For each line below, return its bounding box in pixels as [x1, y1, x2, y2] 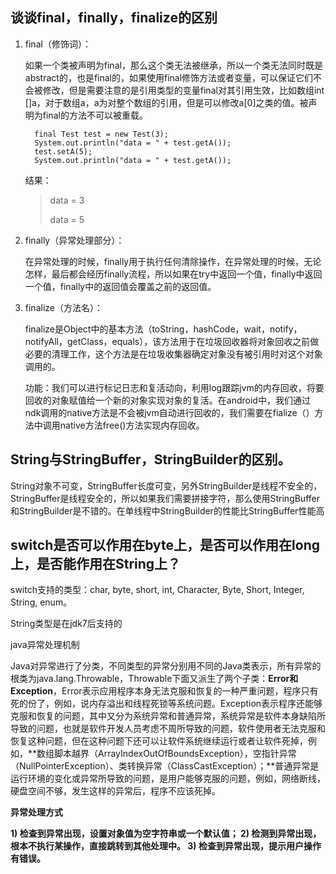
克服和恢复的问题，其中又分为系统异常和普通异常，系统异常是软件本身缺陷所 [10, 710, 326, 722]
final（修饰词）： [24, 38, 92, 50]
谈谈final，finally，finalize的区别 [10, 9, 218, 27]
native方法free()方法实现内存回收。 [59, 419, 205, 431]
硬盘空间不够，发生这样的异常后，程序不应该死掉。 [10, 785, 221, 797]
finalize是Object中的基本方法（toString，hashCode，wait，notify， [24, 323, 303, 335]
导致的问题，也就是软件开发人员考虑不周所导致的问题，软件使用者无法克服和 [10, 723, 326, 735]
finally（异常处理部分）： [24, 234, 125, 246]
